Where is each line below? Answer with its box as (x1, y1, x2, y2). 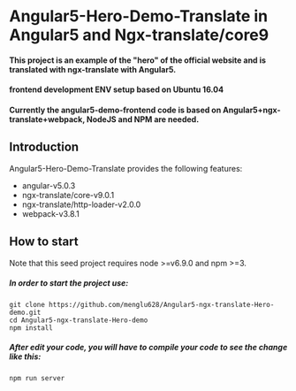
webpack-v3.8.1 (21, 208, 80, 218)
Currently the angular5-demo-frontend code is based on (9, 104, 222, 115)
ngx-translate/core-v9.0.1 (21, 189, 115, 200)
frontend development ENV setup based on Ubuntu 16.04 (9, 84, 224, 95)
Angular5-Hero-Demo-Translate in (9, 6, 269, 27)
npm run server (9, 373, 65, 382)
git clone (9, 300, 46, 309)
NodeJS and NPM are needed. (86, 113, 200, 125)
